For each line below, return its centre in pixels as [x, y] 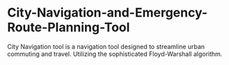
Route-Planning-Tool [69, 27]
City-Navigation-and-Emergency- [108, 13]
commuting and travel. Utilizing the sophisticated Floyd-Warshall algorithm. [115, 54]
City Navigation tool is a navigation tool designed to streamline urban [106, 46]
